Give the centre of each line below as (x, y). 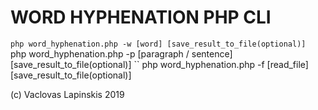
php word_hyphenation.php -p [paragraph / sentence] (121, 53)
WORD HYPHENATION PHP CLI (141, 17)
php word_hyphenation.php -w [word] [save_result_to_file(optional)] (158, 44)
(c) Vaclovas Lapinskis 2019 (67, 94)
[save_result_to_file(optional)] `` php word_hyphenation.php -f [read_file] (159, 64)
